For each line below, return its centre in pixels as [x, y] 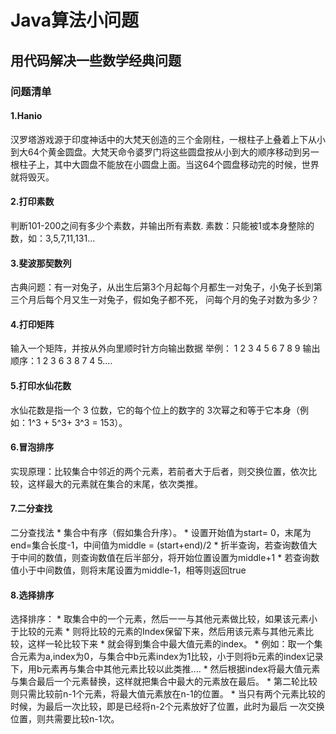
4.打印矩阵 [32, 324]
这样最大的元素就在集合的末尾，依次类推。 [115, 483]
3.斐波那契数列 [41, 263]
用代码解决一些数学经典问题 [96, 60]
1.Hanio [26, 116]
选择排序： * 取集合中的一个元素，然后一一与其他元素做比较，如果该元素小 [164, 619]
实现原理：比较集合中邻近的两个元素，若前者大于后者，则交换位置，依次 [159, 471]
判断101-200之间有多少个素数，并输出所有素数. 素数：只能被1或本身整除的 [162, 225]
